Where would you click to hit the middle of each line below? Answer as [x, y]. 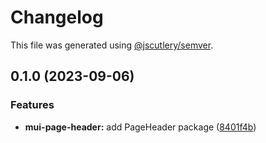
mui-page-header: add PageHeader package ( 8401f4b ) [140, 127]
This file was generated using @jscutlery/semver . [112, 45]
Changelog [57, 17]
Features [32, 105]
